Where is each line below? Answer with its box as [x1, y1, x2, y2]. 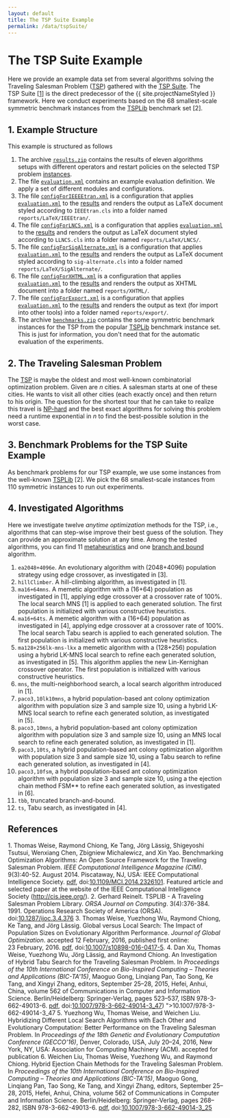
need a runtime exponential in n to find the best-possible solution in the [8, 412, 209, 420]
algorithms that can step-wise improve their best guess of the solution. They [8, 528, 223, 536]
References [8, 823, 58, 835]
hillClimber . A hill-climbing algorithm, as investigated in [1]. [17, 577, 187, 586]
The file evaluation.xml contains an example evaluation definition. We [17, 178, 215, 186]
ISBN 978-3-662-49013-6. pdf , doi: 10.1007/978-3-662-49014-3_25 [22, 1104, 213, 1112]
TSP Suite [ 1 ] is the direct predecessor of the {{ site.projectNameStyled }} [8, 90, 216, 98]
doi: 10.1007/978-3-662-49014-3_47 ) [61, 1001, 165, 1010]
